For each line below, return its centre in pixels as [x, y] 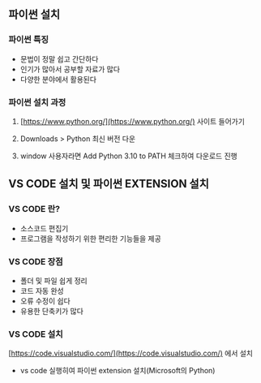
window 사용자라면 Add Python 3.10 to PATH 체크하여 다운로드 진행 [128, 156]
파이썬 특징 [29, 40]
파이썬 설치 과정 [37, 102]
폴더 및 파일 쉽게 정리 [53, 280]
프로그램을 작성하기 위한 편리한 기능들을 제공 [91, 239]
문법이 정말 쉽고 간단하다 [59, 58]
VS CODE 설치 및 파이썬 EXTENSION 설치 [109, 184]
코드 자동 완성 [42, 290]
